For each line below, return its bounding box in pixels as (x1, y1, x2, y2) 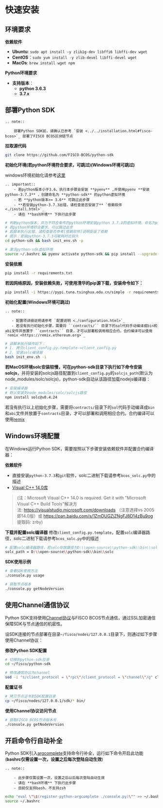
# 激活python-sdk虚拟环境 (5, 247, 53, 252)
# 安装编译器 (5, 386, 28, 391)
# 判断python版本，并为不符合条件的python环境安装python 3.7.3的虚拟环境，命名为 (5, 220, 156, 225)
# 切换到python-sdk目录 (5, 657, 49, 662)
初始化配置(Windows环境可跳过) (5, 299, 70, 305)
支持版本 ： (12, 80, 34, 86)
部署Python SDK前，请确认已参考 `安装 (14, 128, 83, 133)
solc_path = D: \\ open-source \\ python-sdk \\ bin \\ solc (5, 550, 114, 555)
